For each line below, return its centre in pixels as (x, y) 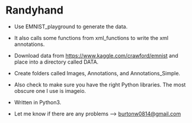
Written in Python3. (38, 102)
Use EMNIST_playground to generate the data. (71, 26)
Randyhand (34, 10)
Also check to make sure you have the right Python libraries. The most (100, 84)
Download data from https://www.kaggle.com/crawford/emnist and (96, 55)
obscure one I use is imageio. (50, 91)
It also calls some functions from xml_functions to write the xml (91, 38)
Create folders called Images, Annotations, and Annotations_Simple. (97, 73)
